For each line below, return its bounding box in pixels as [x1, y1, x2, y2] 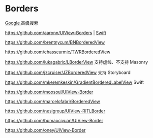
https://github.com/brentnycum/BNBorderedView [5, 39, 105, 45]
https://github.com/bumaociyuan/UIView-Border [5, 117, 103, 123]
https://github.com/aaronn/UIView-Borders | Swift [5, 30, 107, 35]
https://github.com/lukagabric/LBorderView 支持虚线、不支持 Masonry [5, 59, 148, 65]
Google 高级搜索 [5, 20, 38, 26]
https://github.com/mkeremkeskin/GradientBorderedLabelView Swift [5, 79, 144, 85]
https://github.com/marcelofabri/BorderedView [5, 98, 100, 104]
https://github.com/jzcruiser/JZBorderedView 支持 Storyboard [5, 69, 131, 75]
